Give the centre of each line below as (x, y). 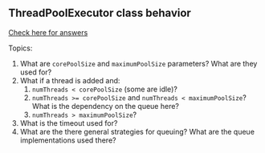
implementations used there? (68, 140)
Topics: (20, 48)
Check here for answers (48, 32)
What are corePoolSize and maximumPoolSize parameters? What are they (139, 63)
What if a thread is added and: (70, 80)
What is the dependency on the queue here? (105, 106)
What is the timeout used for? (69, 123)
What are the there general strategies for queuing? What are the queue (137, 131)
